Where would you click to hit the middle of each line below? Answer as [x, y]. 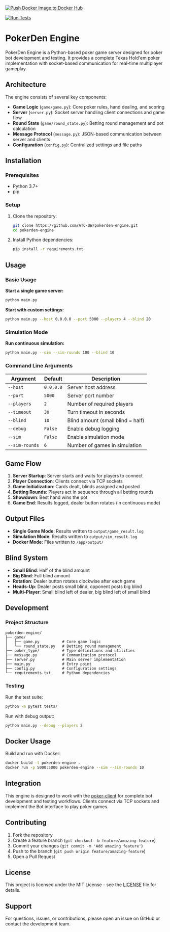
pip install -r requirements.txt [48, 249]
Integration [23, 783]
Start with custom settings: [35, 310]
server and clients [31, 139]
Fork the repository [33, 835]
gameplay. [16, 68]
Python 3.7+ [25, 187]
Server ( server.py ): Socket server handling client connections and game [89, 112]
